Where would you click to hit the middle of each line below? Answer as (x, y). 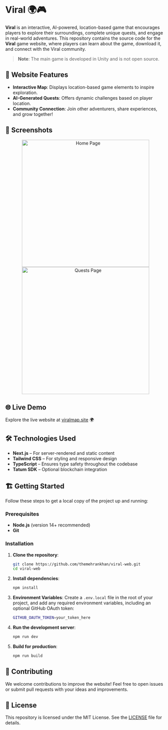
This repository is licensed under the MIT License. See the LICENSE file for (84, 717)
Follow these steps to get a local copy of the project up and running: (77, 501)
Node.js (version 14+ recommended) (51, 525)
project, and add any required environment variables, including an (82, 603)
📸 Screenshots (29, 130)
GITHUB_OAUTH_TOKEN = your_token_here (51, 618)
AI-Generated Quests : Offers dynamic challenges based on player (82, 98)
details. (13, 723)
